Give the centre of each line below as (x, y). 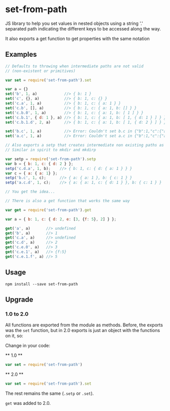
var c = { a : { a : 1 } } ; (31, 173)
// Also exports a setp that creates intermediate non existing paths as (85, 145)
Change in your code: (28, 346)
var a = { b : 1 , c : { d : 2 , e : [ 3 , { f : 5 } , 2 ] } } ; (61, 219)
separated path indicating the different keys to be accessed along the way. (83, 28)
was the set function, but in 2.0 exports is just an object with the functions (83, 330)
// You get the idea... (30, 192)
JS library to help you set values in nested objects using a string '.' (74, 23)
